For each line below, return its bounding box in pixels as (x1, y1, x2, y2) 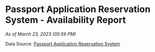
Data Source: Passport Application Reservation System (5, 40, 120, 46)
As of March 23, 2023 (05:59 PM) (5, 31, 76, 37)
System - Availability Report (5, 14, 126, 26)
